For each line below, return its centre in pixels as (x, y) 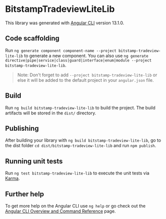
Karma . (12, 178)
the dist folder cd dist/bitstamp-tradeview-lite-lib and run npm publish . (81, 146)
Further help (25, 194)
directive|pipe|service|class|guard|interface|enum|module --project (79, 60)
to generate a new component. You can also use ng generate (86, 55)
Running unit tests (34, 161)
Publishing (22, 128)
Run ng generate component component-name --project (61, 50)
